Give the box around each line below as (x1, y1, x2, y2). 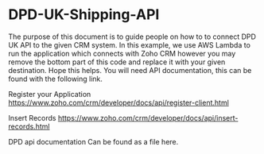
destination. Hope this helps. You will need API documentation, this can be (8, 65, 252, 75)
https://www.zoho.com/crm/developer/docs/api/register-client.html (8, 98, 229, 107)
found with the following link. (8, 74, 103, 83)
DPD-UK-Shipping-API (8, 6, 160, 24)
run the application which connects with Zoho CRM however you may (8, 48, 236, 58)
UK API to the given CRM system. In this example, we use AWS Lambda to (8, 40, 250, 49)
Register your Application (8, 89, 91, 98)
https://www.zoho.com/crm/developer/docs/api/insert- (57, 113, 239, 122)
